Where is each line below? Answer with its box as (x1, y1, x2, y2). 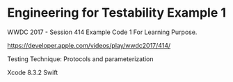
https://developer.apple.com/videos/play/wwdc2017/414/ (7, 41, 171, 49)
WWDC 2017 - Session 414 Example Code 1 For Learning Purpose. (7, 28, 198, 36)
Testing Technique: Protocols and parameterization (7, 54, 154, 63)
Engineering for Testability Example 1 (7, 5, 227, 21)
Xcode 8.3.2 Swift (7, 68, 58, 76)
